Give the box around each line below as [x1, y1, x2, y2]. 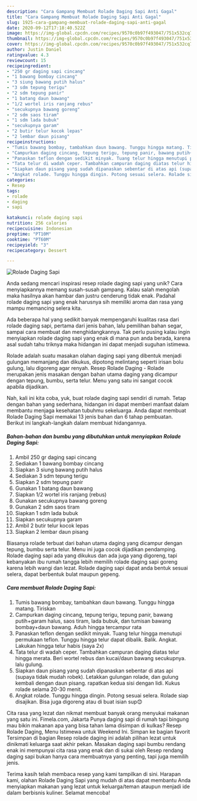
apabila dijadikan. [6, 384, 49, 391]
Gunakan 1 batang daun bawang [15, 485, 93, 492]
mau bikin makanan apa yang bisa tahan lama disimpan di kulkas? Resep [6, 722, 182, 729]
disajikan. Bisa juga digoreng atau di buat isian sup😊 [15, 698, 143, 705]
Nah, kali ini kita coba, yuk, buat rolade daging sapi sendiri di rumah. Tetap [6, 395, 186, 402]
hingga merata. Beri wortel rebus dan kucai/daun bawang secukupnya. [15, 655, 186, 662]
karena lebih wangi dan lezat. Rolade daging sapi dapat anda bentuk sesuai [6, 565, 188, 572]
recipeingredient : [6, 63, 51, 69]
